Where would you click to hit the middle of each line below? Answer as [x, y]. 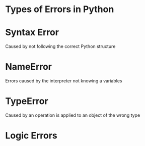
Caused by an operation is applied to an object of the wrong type [73, 115]
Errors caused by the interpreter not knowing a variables [64, 81]
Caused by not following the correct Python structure [60, 46]
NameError [28, 67]
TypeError [27, 101]
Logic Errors [31, 136]
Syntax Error [32, 33]
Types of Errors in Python [60, 9]
